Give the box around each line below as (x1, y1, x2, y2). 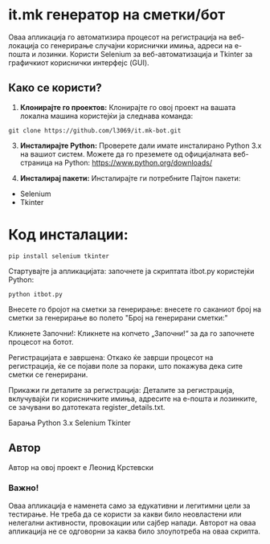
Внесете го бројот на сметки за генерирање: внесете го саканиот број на (8, 304, 262, 314)
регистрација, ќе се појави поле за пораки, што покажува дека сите (8, 361, 243, 370)
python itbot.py (8, 290, 63, 298)
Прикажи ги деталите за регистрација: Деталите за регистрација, (8, 385, 235, 395)
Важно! (8, 482, 39, 493)
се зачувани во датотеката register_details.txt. (8, 402, 166, 411)
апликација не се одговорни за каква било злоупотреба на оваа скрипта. (8, 526, 261, 536)
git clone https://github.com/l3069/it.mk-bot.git (8, 126, 182, 134)
